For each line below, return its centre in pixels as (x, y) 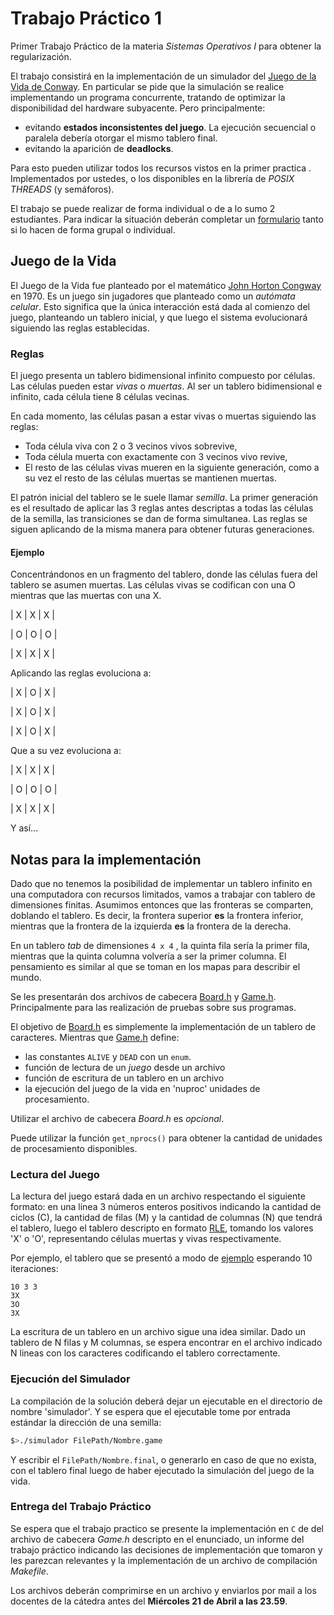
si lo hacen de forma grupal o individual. (93, 229)
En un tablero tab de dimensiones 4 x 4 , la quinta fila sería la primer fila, (160, 946)
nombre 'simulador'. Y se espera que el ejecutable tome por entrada (150, 1411)
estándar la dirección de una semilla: (86, 1422)
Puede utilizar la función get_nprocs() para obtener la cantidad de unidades (166, 1138)
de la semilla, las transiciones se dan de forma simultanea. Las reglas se (159, 519)
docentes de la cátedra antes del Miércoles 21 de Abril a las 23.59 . (149, 1601)
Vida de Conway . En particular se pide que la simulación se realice (147, 86)
